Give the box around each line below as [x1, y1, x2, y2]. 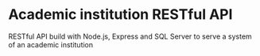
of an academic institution [8, 39, 94, 49]
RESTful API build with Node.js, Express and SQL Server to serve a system [8, 32, 252, 41]
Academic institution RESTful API [8, 6, 233, 24]
